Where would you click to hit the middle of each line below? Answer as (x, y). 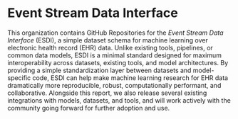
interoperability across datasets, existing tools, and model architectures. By (118, 62)
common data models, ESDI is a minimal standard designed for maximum (115, 55)
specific (19, 78)
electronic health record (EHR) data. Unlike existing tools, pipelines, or (110, 47)
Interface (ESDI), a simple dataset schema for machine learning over (108, 40)
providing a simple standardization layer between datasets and (99, 70)
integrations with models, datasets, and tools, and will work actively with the (119, 100)
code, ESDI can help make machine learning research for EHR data (130, 78)
